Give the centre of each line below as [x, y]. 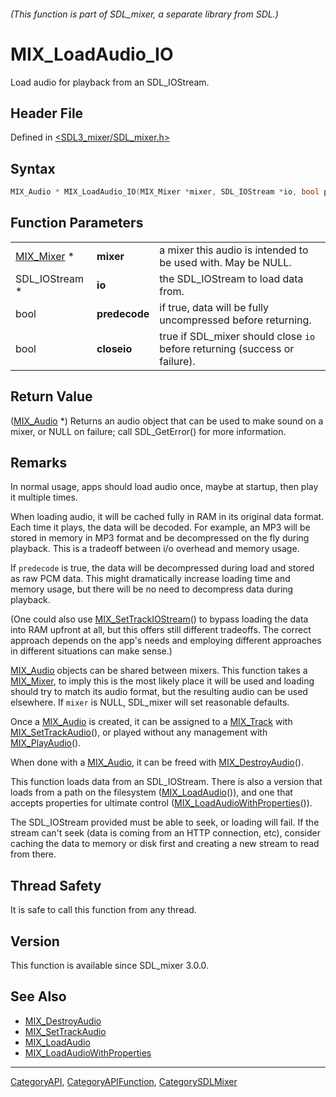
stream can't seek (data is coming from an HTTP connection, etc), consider [165, 833]
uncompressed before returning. [235, 320]
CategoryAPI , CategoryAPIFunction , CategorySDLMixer [124, 1081]
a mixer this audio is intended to [234, 250]
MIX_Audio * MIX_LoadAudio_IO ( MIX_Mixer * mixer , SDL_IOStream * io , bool [165, 192]
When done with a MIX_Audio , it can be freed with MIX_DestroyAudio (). [157, 762]
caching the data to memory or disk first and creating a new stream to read [165, 844]
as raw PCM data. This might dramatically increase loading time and [150, 579]
